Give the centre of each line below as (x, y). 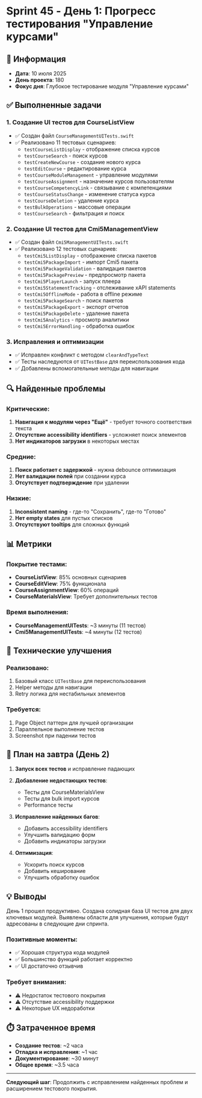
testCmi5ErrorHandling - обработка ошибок (79, 326)
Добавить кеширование (55, 871)
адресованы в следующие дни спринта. (58, 924)
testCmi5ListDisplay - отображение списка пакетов (90, 255)
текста (23, 428)
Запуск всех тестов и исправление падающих (75, 769)
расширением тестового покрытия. (52, 1088)
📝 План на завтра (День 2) (58, 754)
